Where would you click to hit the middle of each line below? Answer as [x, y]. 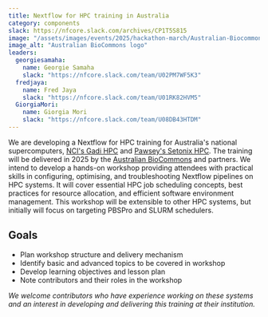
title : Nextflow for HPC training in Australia [89, 16]
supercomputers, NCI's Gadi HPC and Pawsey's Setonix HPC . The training [130, 151]
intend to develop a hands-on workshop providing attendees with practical [131, 168]
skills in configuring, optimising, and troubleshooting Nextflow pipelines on [131, 176]
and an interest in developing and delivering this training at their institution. [132, 303]
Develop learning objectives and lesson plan [93, 271]
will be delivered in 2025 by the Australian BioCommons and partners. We [130, 159]
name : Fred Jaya [50, 90]
